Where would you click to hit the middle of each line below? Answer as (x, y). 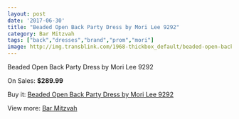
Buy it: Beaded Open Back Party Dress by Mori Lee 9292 (91, 94)
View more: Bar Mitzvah (42, 108)
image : (17, 47)
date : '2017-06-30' (36, 21)
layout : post (27, 14)
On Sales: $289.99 (36, 81)
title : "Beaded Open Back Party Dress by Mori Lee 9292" (94, 27)
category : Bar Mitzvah (41, 34)
